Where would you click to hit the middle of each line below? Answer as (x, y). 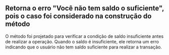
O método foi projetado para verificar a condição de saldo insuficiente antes (84, 36)
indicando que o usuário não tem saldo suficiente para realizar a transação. (84, 47)
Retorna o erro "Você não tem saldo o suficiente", (85, 8)
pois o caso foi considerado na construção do (78, 16)
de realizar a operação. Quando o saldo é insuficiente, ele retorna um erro (82, 41)
